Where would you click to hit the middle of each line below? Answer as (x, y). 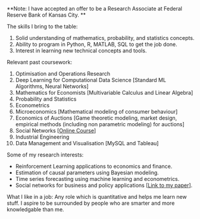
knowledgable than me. (35, 209)
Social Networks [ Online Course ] (56, 131)
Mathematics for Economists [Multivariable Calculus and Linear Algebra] (104, 93)
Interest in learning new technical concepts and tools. (81, 51)
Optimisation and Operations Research (63, 73)
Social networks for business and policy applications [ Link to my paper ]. (104, 185)
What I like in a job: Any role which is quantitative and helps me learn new (97, 197)
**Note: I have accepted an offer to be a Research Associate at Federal (95, 9)
